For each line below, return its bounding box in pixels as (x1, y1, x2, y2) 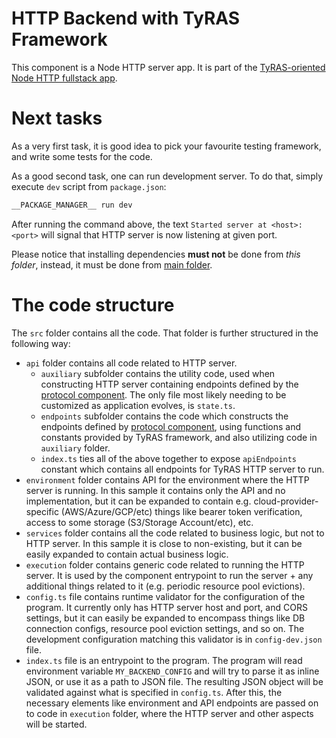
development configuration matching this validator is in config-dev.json (25, 633, 323, 645)
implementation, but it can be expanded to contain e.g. (25, 495, 252, 507)
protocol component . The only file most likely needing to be (40, 388, 287, 401)
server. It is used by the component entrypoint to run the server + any (25, 569, 314, 581)
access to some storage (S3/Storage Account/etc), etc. (25, 516, 254, 528)
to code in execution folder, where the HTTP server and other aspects (25, 707, 314, 719)
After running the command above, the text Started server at (11, 218, 268, 230)
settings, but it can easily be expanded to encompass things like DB (25, 612, 306, 624)
